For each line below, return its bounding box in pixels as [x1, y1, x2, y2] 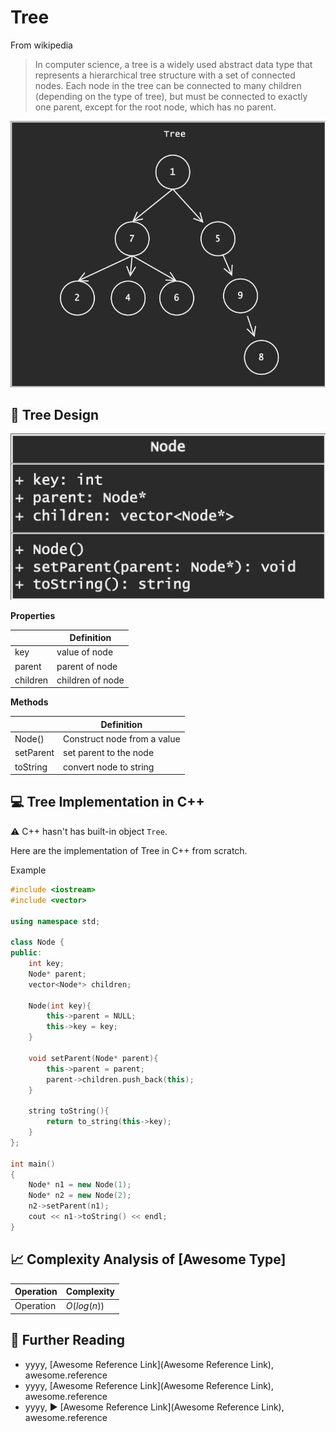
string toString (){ [28, 1106, 110, 1116]
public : [10, 948, 43, 958]
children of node [56, 674, 125, 686]
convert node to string [63, 761, 155, 773]
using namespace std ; [10, 916, 101, 926]
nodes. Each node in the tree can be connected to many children [34, 79, 302, 91]
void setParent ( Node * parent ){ [28, 1053, 159, 1063]
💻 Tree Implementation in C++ [10, 794, 205, 811]
